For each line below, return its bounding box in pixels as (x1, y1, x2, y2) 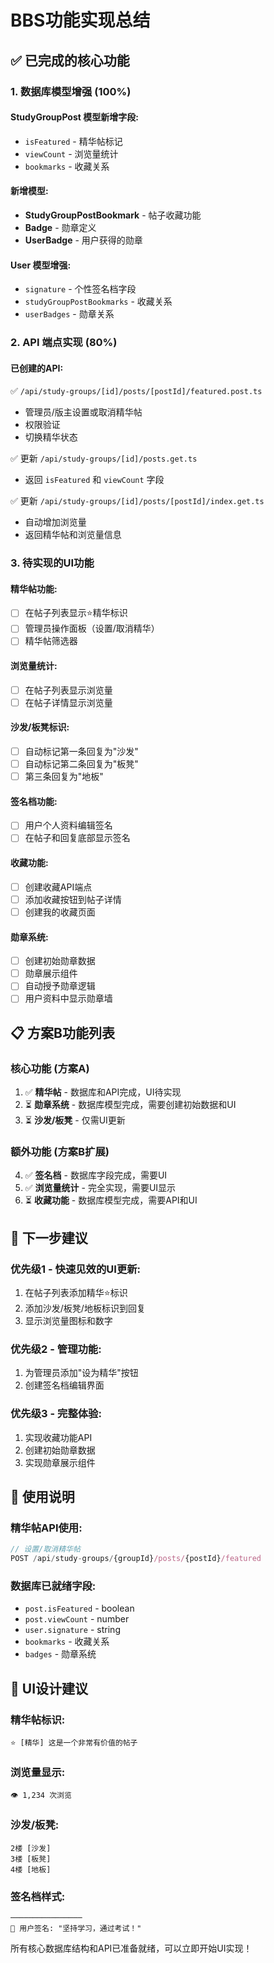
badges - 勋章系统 (24, 1648, 97, 1660)
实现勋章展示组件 (24, 1456, 96, 1468)
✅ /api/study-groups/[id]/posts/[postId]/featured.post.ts (10, 385, 263, 397)
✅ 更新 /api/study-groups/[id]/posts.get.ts (10, 452, 198, 465)
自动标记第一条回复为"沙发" (24, 746, 139, 758)
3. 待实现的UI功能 (10, 556, 95, 570)
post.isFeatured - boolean (24, 1602, 135, 1615)
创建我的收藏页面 (24, 906, 96, 918)
